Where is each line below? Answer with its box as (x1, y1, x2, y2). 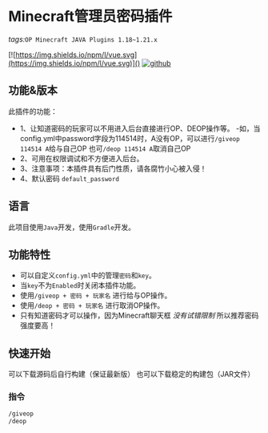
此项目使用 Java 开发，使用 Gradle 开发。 (8, 222, 136, 232)
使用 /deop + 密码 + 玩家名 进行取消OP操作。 (19, 301, 165, 310)
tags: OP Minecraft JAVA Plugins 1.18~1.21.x (8, 34, 158, 44)
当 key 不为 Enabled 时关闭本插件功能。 (19, 281, 141, 290)
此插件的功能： (8, 106, 58, 116)
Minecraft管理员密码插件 (8, 7, 173, 26)
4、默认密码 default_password (19, 173, 120, 183)
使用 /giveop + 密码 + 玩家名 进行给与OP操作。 (19, 290, 172, 301)
